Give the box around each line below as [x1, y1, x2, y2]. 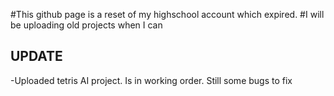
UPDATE [10, 48, 63, 65]
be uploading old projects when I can [10, 19, 163, 31]
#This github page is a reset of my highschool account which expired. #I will [10, 9, 325, 20]
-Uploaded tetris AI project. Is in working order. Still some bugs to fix [10, 74, 293, 86]
